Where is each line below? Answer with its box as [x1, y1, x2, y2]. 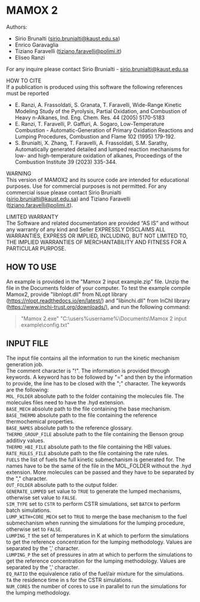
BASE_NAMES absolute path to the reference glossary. [6, 424, 133, 431]
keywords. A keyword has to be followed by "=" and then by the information [6, 373, 193, 381]
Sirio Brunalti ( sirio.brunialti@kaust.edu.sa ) [14, 35, 121, 42]
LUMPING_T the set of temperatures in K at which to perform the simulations [6, 532, 189, 539]
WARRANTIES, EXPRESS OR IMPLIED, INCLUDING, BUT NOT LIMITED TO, [6, 232, 188, 239]
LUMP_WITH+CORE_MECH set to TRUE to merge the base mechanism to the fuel [6, 513, 187, 520]
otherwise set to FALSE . [6, 526, 63, 533]
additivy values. [6, 437, 45, 444]
